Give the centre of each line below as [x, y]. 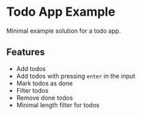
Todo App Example [61, 12]
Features [26, 52]
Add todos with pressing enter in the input [76, 76]
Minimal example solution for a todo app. [63, 31]
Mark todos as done [44, 83]
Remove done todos [44, 98]
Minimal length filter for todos [58, 105]
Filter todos [32, 90]
